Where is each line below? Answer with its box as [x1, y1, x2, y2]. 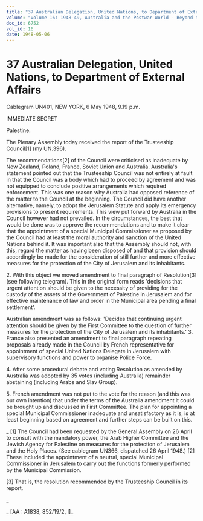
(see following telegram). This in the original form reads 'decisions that [6, 278, 182, 285]
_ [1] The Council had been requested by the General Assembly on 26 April [6, 428, 192, 435]
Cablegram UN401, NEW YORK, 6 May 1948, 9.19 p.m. [6, 104, 141, 111]
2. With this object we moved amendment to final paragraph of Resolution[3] [6, 271, 197, 279]
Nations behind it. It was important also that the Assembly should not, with [6, 241, 192, 248]
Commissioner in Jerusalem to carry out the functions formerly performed [6, 460, 192, 467]
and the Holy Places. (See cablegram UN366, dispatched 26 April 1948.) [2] [6, 447, 195, 454]
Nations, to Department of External [6, 70, 185, 84]
